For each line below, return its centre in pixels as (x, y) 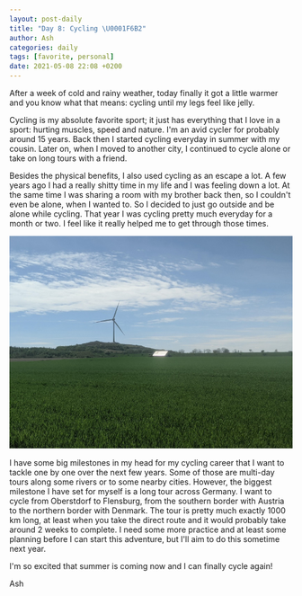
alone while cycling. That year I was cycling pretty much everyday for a (141, 214)
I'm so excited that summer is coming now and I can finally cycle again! (141, 566)
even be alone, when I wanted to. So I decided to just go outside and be (142, 204)
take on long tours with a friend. (68, 158)
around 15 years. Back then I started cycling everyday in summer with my (145, 139)
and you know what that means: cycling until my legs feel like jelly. (132, 102)
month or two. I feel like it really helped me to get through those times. (139, 223)
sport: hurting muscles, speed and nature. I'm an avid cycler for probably (145, 129)
